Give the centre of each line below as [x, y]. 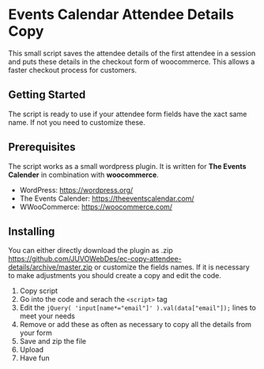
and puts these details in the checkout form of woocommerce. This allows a [132, 62]
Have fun [34, 358]
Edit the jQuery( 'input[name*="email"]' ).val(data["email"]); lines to [138, 308]
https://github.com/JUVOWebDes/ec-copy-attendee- [95, 259]
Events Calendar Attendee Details [121, 15]
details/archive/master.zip [51, 267]
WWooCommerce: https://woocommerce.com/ [96, 206]
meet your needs [47, 316]
